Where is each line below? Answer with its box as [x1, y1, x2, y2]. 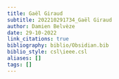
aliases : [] [7, 55, 41, 62]
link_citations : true [7, 36, 69, 43]
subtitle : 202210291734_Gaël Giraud [7, 16, 112, 23]
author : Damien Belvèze [7, 23, 76, 30]
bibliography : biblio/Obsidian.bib [7, 42, 109, 49]
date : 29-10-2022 [7, 29, 57, 36]
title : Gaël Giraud [7, 10, 63, 17]
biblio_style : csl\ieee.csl [7, 49, 88, 56]
